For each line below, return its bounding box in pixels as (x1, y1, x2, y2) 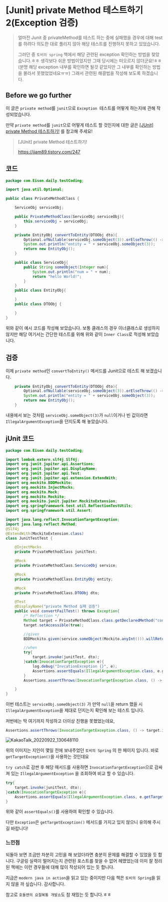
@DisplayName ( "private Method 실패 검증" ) (14, 604, 100, 609)
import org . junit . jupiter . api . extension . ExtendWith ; (5, 476, 118, 481)
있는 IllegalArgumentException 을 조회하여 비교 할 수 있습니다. (10, 771, 135, 777)
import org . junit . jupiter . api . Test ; (5, 471, 82, 476)
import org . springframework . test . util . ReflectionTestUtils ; (5, 503, 134, 509)
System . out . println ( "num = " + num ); (32, 269, 111, 274)
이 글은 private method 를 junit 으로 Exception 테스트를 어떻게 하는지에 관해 (5, 105, 156, 111)
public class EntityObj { (14, 288, 66, 293)
